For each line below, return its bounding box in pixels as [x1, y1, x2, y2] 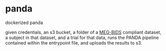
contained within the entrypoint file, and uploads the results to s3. [5, 39, 143, 45]
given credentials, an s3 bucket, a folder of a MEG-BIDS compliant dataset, [5, 29, 161, 35]
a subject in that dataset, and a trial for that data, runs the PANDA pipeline [5, 34, 159, 40]
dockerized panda [5, 19, 43, 25]
